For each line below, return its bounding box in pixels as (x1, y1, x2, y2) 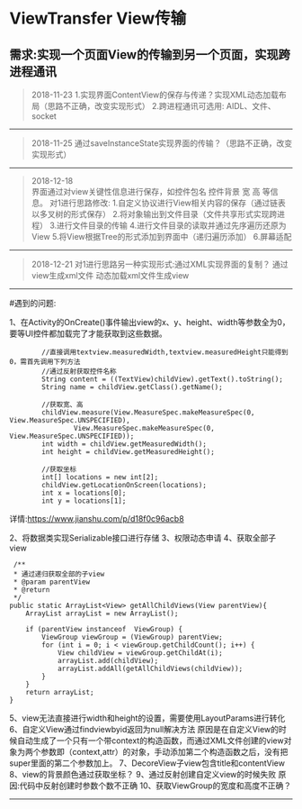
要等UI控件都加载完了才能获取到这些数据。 (9, 328, 168, 339)
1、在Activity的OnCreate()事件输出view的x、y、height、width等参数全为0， (9, 317, 290, 327)
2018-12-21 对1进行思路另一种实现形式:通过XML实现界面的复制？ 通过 (31, 259, 289, 269)
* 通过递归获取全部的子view (13, 569, 105, 578)
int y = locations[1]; (41, 496, 127, 505)
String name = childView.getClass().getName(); (41, 383, 223, 392)
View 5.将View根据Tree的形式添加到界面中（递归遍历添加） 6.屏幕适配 (31, 232, 292, 241)
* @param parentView (13, 577, 91, 586)
